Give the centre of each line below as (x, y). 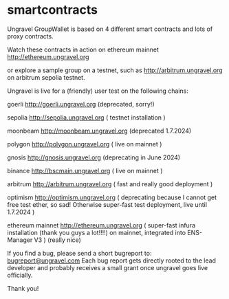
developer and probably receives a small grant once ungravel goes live (108, 267)
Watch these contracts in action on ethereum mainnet (83, 49)
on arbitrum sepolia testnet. (46, 77)
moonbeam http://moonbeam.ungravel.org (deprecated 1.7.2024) (99, 131)
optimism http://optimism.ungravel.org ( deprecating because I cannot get (112, 197)
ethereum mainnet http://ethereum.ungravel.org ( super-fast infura (101, 225)
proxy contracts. (30, 36)
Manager (20, 240)
